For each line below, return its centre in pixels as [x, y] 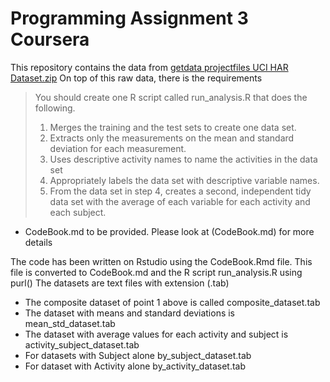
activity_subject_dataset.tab [82, 344]
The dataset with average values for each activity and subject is [156, 334]
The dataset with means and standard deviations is [130, 313]
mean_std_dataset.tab [70, 323]
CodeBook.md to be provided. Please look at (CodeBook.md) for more [169, 231]
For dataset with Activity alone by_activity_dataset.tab [135, 366]
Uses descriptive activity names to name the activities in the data [183, 159]
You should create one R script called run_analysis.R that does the [171, 97]
